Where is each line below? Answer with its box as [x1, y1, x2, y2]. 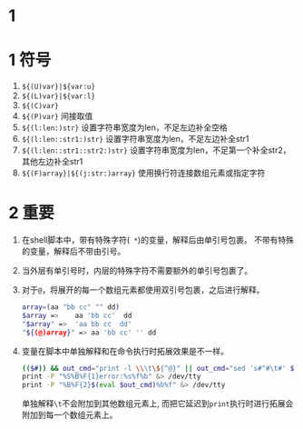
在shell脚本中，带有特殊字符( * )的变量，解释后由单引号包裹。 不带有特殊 [21, 234, 294, 245]
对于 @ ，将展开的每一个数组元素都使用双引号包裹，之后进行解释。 [21, 284, 265, 295]
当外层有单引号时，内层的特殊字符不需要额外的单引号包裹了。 [21, 265, 253, 276]
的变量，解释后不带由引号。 [21, 246, 126, 257]
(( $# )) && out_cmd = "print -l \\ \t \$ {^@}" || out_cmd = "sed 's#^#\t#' [21, 364, 287, 373]
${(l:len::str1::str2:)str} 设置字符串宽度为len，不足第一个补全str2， [21, 145, 291, 155]
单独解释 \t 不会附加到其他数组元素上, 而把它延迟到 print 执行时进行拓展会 [21, 398, 294, 409]
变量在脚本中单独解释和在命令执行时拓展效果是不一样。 [21, 345, 229, 356]
